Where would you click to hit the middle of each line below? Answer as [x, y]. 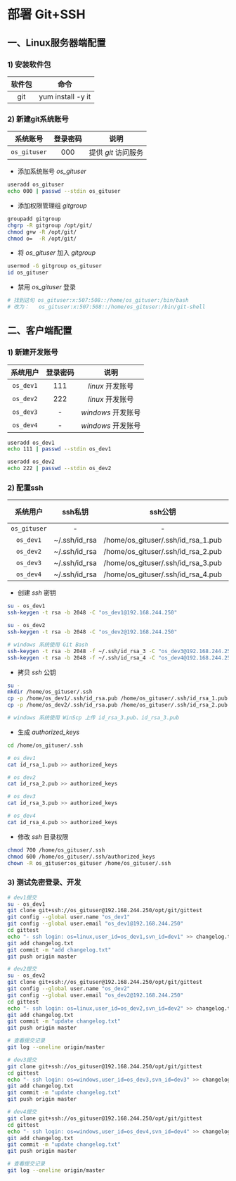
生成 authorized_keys [48, 732]
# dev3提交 [22, 1060]
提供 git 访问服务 [116, 153]
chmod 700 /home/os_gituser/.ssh [56, 850]
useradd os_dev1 [31, 443]
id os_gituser [28, 273]
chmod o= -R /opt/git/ [42, 239]
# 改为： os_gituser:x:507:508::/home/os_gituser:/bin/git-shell [106, 307]
